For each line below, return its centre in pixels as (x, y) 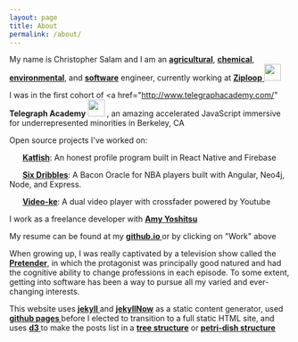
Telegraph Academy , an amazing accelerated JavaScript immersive (145, 113)
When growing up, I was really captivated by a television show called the (143, 254)
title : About (33, 26)
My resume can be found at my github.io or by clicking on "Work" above (143, 237)
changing (27, 292)
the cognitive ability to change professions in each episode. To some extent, (149, 272)
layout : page (33, 17)
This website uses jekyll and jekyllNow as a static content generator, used (146, 309)
